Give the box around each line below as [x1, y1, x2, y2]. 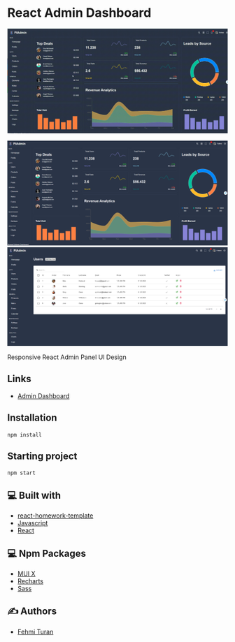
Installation [7, 412, 57, 424]
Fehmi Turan [17, 627, 54, 636]
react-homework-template [17, 511, 94, 520]
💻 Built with [7, 489, 62, 501]
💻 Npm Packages [7, 547, 86, 560]
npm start [7, 469, 36, 476]
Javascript [17, 519, 48, 527]
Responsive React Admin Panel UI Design [7, 353, 127, 361]
